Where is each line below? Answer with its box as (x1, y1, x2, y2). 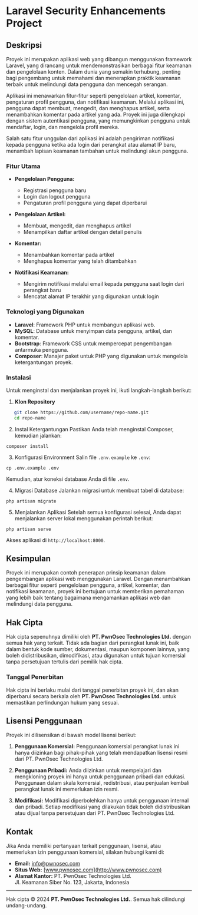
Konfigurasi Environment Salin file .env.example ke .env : (14, 454, 151, 461)
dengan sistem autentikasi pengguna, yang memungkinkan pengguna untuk (6, 117, 190, 124)
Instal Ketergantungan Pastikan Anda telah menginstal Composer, (14, 425, 174, 432)
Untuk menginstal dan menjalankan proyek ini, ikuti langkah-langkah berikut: (6, 387, 192, 394)
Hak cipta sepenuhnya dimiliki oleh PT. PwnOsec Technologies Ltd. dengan (6, 633, 192, 640)
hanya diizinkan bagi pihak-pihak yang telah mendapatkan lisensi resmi (14, 749, 188, 757)
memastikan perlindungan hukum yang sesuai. (6, 699, 120, 706)
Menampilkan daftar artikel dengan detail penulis (23, 229, 143, 236)
